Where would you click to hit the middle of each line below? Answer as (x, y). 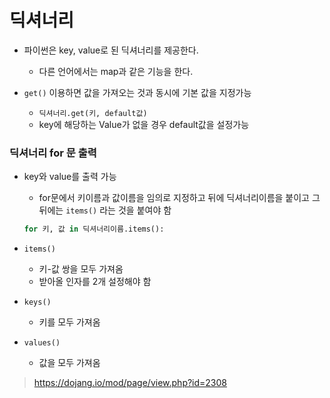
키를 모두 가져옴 (69, 322)
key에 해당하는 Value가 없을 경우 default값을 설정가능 (144, 124)
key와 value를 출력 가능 (70, 177)
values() (42, 343)
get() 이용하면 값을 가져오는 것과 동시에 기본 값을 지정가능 (137, 92)
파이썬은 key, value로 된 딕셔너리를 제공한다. (111, 50)
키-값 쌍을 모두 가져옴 (81, 269)
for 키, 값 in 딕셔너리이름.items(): (94, 229)
